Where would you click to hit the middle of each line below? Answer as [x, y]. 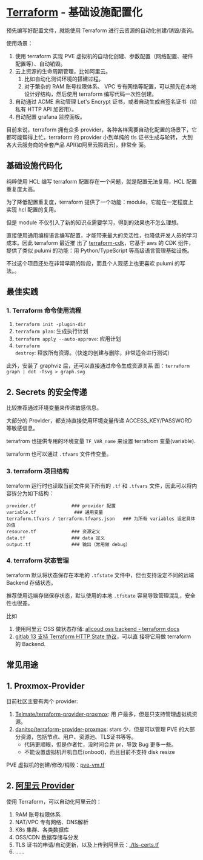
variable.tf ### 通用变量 [55, 512]
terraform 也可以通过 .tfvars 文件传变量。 [59, 454]
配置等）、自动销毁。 [40, 64]
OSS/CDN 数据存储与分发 [47, 837]
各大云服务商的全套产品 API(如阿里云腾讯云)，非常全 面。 [78, 145]
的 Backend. [30, 644]
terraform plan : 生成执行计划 [52, 332]
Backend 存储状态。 [31, 582]
